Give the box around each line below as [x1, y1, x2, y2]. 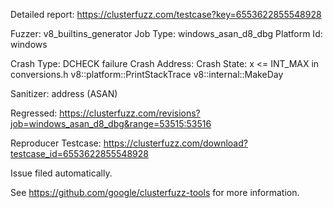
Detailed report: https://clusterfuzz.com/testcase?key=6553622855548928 [10, 9, 322, 20]
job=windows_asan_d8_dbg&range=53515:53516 [10, 118, 212, 129]
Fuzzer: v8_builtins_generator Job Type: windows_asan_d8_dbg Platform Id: [10, 28, 323, 39]
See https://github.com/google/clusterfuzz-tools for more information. [10, 187, 300, 198]
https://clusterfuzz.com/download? [103, 137, 248, 149]
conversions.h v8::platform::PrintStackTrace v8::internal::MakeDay [10, 69, 284, 80]
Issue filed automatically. [10, 167, 113, 179]
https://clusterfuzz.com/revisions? [59, 107, 201, 119]
